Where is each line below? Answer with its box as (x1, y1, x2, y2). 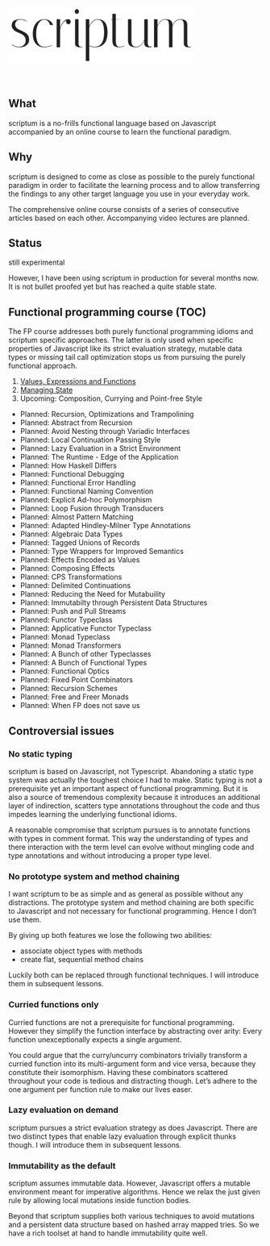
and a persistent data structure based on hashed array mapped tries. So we (8, 1220, 260, 1230)
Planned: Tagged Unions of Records (19, 538, 140, 548)
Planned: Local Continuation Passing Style (19, 435, 161, 445)
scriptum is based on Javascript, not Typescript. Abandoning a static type (8, 766, 254, 776)
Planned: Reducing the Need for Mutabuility (19, 590, 166, 599)
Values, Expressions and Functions (19, 377, 136, 386)
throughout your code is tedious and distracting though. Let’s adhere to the (8, 1076, 258, 1086)
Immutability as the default (8, 1160, 116, 1171)
